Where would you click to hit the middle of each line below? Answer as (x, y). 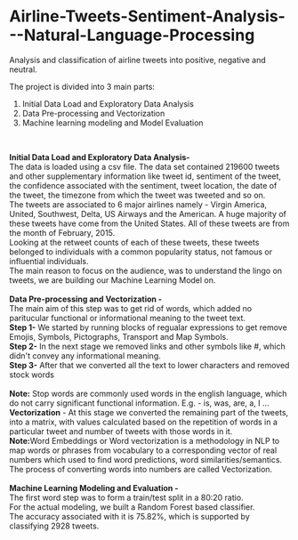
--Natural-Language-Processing (132, 35)
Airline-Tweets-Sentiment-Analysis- (148, 16)
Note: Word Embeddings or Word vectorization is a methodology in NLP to (145, 440)
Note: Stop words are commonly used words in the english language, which (148, 393)
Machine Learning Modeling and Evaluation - (94, 488)
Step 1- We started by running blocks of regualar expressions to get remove (148, 327)
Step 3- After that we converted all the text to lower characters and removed (149, 365)
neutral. (23, 69)
